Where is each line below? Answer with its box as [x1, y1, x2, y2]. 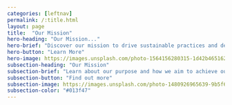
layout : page [7, 23, 45, 30]
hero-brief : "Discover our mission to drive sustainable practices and [7, 42, 217, 49]
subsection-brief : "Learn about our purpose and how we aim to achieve [7, 68, 217, 75]
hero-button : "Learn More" [7, 49, 85, 56]
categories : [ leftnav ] [7, 10, 72, 17]
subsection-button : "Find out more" [7, 74, 113, 82]
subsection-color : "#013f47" [7, 87, 91, 94]
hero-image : [7, 55, 41, 62]
